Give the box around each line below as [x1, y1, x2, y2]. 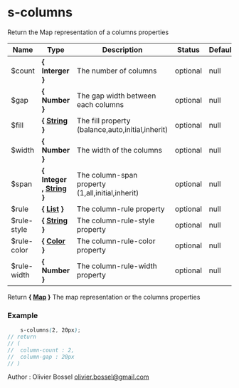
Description [102, 44, 143, 54]
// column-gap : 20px [7, 353, 75, 360]
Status [176, 44, 201, 54]
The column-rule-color [77, 236, 156, 246]
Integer [41, 174, 67, 184]
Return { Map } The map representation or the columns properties [7, 292, 201, 301]
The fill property [77, 116, 131, 126]
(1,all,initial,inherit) [77, 188, 139, 198]
